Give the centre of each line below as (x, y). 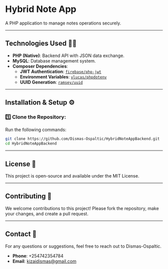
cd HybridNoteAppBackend (31, 143)
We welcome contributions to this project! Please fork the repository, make (82, 208)
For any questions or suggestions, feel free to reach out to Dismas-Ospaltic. (83, 246)
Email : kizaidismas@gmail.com (44, 261)
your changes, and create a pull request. (47, 213)
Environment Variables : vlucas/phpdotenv (63, 76)
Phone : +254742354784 (38, 255)
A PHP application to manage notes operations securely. (63, 23)
